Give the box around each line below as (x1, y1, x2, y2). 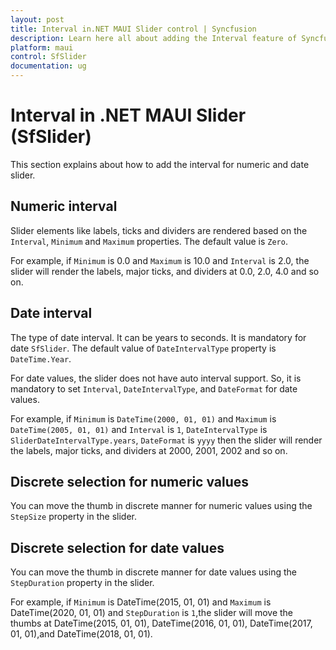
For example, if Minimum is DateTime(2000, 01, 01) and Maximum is (10, 412, 277, 425)
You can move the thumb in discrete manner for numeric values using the (10, 500, 313, 512)
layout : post (10, 14, 65, 25)
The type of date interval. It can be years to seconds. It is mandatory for (10, 331, 307, 343)
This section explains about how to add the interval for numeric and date (10, 158, 310, 170)
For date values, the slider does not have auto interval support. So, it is (10, 372, 302, 384)
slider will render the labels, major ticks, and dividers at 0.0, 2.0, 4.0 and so (10, 265, 320, 277)
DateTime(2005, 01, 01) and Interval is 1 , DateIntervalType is (10, 423, 268, 435)
